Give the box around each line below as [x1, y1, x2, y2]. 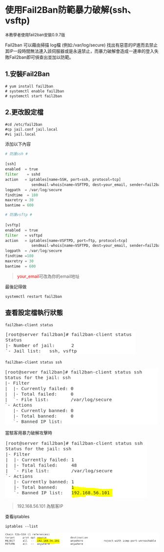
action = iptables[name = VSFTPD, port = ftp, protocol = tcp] [5, 238, 128, 243]
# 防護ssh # [5, 151, 28, 156]
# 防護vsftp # [5, 212, 33, 218]
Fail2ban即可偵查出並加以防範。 [9, 54, 74, 60]
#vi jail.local [5, 132, 36, 137]
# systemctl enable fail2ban [5, 88, 64, 93]
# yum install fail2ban [5, 84, 54, 88]
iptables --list [5, 524, 38, 529]
